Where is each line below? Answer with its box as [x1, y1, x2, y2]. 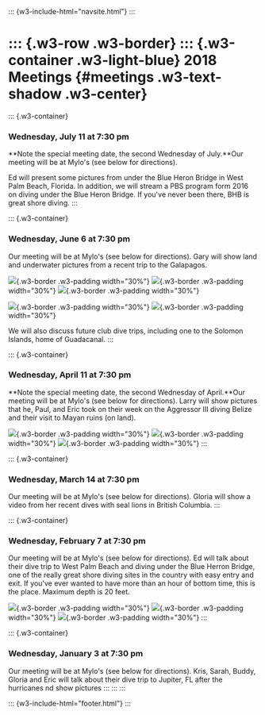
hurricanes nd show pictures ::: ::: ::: [8, 682, 126, 693]
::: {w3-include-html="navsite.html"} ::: [8, 7, 136, 16]
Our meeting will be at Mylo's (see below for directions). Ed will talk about [8, 553, 249, 563]
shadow [8, 85, 62, 103]
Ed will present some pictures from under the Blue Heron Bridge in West [8, 173, 244, 183]
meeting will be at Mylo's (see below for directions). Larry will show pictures [8, 396, 258, 406]
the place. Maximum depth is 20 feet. [8, 587, 131, 597]
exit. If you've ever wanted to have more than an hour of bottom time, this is [8, 579, 256, 588]
